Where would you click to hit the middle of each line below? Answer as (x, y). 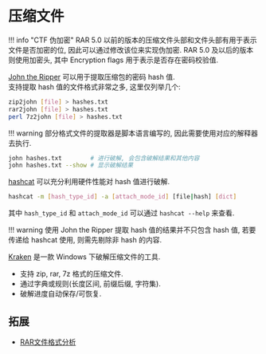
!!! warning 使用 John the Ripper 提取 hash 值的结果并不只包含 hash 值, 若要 (132, 230)
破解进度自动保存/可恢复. (61, 294)
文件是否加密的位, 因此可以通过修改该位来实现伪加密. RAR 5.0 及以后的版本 (131, 49)
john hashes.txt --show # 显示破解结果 (71, 165)
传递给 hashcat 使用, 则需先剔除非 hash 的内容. (85, 240)
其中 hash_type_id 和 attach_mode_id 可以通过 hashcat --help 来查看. (121, 213)
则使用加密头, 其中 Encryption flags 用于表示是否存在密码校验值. (113, 60)
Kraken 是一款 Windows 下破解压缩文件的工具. (84, 257)
